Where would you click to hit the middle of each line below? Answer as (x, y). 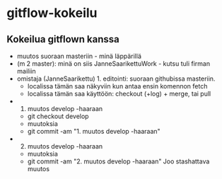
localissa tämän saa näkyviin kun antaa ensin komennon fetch (117, 86)
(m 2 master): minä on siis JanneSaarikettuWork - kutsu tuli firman (113, 64)
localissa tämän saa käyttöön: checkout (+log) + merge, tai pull (119, 94)
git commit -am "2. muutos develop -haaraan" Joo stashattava (118, 161)
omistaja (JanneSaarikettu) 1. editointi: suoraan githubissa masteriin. (116, 79)
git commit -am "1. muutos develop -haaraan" (94, 131)
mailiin (26, 71)
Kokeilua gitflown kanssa (63, 39)
